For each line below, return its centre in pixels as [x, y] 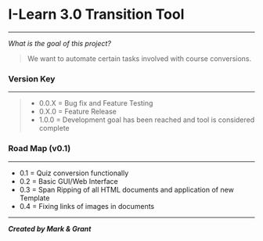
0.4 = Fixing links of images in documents [87, 206]
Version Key [32, 78]
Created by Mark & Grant [50, 228]
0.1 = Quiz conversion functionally [74, 173]
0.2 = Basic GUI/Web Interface [69, 181]
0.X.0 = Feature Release [78, 112]
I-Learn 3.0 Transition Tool [96, 14]
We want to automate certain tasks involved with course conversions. [139, 58]
